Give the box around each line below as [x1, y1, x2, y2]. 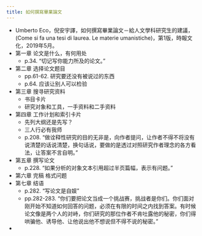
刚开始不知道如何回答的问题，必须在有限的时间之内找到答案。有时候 [24, 202, 196, 210]
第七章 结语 [15, 179, 44, 186]
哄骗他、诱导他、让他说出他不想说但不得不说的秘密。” [24, 218, 159, 225]
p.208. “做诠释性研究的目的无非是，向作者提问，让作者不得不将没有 [24, 133, 195, 141]
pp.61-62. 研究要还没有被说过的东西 [24, 72, 115, 79]
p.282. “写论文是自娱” [24, 187, 80, 194]
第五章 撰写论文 [15, 157, 55, 164]
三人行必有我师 [24, 126, 62, 133]
